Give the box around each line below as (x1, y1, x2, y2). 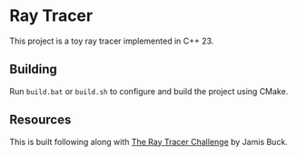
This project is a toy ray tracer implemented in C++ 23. (9, 35, 214, 46)
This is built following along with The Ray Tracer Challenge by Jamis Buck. (9, 136, 288, 147)
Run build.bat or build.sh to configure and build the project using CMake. (9, 85, 289, 96)
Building (9, 62, 57, 77)
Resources (9, 112, 72, 128)
